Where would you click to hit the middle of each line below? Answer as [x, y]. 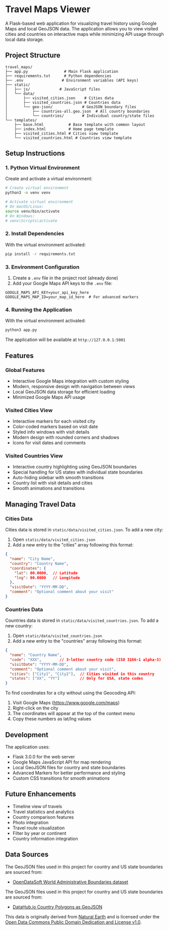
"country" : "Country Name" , [39, 563]
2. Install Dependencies [35, 234]
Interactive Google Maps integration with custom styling [71, 381]
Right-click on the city [35, 708]
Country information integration [45, 838]
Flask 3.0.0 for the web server [44, 757]
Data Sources [27, 854]
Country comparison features [43, 817]
